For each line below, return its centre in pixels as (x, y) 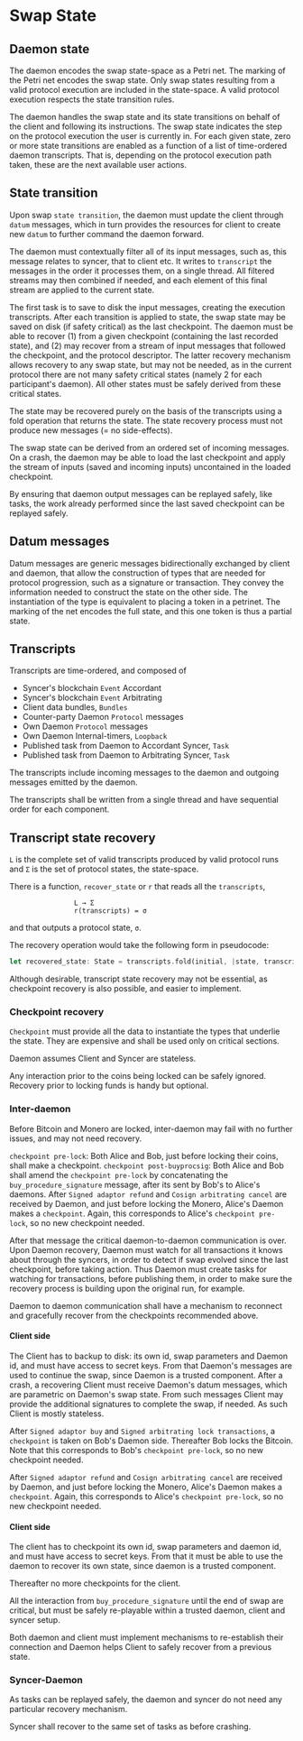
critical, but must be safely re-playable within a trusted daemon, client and (147, 1610)
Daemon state (50, 49)
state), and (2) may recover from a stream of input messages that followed (147, 345)
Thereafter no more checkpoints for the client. (95, 1583)
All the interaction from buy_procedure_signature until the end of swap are (147, 1601)
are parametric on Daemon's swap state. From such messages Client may (147, 1394)
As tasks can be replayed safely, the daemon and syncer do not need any (146, 1700)
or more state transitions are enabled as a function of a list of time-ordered (148, 146)
